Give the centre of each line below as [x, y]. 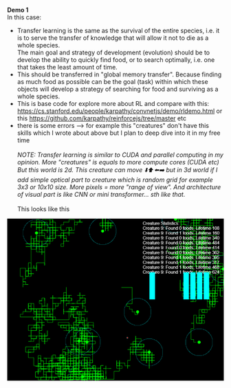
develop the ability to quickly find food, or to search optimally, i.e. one [116, 60]
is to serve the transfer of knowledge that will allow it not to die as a [113, 38]
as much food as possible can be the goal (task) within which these [112, 82]
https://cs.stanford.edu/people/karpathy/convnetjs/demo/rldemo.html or [120, 111]
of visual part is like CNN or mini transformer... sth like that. [101, 194]
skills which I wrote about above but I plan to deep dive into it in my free [119, 133]
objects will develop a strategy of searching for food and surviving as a [118, 89]
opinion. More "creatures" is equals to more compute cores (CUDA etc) [118, 162]
